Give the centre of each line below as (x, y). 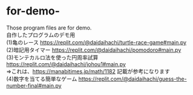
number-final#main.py (34, 85)
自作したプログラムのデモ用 (41, 35)
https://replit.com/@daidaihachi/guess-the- (132, 79)
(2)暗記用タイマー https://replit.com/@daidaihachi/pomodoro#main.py (94, 50)
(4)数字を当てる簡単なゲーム (42, 79)
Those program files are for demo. (49, 28)
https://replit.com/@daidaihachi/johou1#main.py (66, 64)
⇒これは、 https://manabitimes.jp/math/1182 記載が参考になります (88, 71)
